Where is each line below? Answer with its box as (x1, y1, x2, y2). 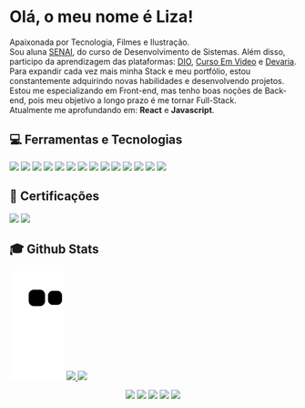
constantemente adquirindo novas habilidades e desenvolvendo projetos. (9, 75, 285, 86)
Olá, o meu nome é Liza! (9, 6, 194, 27)
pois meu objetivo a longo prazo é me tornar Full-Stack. (27, 94, 237, 106)
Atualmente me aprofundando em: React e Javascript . (9, 104, 215, 115)
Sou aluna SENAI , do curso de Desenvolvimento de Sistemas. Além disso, (9, 46, 286, 57)
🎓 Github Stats (9, 241, 99, 256)
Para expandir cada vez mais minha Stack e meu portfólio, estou (9, 66, 251, 77)
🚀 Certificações (9, 189, 100, 204)
